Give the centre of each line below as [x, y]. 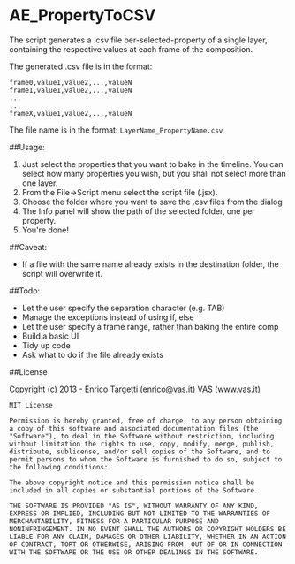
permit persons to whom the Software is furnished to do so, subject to [146, 459]
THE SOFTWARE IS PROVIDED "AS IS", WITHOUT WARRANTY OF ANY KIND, [134, 506]
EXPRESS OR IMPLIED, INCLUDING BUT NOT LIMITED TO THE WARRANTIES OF [140, 514]
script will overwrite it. [62, 273]
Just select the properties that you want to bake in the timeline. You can [153, 164]
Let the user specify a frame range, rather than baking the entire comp [150, 326]
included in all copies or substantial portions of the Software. [134, 490]
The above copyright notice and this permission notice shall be [132, 483]
